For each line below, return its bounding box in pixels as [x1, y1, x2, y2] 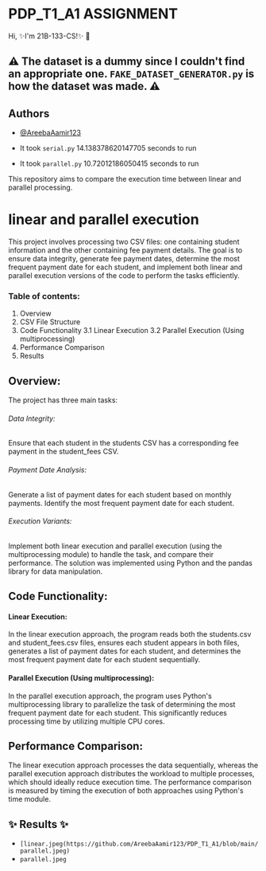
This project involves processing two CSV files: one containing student [8, 237, 240, 247]
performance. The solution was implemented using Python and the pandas [8, 558, 253, 567]
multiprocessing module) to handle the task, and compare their [8, 549, 214, 559]
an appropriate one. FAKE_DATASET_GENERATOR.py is [8, 67, 255, 80]
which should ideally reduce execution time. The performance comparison [8, 778, 252, 787]
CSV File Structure [19, 317, 81, 327]
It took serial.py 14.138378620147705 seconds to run [19, 143, 197, 153]
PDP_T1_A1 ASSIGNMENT [8, 5, 179, 23]
